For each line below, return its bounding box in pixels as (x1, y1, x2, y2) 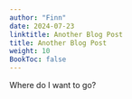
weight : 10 (9, 47, 51, 56)
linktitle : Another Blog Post (9, 30, 124, 39)
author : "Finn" (9, 13, 67, 22)
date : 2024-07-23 (9, 22, 75, 31)
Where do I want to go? (9, 80, 97, 90)
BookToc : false (9, 55, 67, 64)
